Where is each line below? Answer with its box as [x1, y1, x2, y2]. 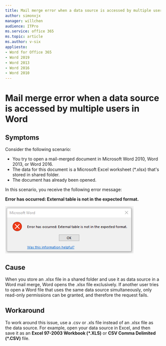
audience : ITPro [5, 24, 39, 29]
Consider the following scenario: [5, 147, 72, 152]
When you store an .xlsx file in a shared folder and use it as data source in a [5, 276, 160, 282]
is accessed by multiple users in [5, 103, 140, 114]
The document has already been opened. [12, 177, 97, 183]
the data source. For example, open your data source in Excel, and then [5, 325, 151, 331]
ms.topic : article [5, 34, 43, 39]
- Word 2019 [5, 55, 30, 60]
